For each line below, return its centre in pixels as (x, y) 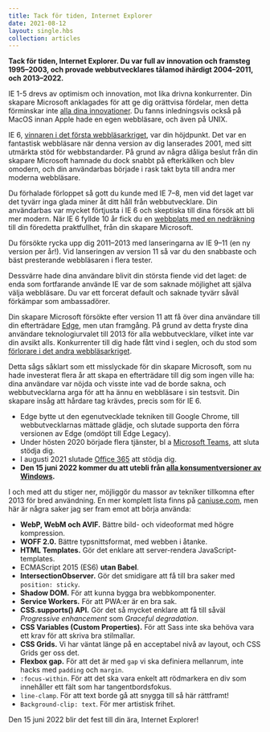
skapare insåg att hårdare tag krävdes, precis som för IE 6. (105, 401)
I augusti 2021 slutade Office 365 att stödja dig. (98, 459)
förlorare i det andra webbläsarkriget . (70, 352)
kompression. (43, 533)
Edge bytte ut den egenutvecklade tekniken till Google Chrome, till (129, 417)
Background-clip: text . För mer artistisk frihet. (97, 704)
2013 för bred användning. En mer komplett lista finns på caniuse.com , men (133, 500)
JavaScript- (217, 550)
